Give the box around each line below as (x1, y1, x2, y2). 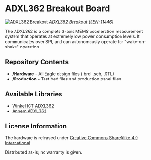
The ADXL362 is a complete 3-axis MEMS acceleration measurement (5, 28, 143, 34)
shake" (5, 44, 19, 49)
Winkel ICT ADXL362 (12, 103, 54, 109)
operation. (20, 44, 41, 49)
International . (5, 140, 31, 146)
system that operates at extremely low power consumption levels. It (5, 33, 140, 39)
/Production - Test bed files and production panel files (12, 76, 121, 81)
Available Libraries (5, 90, 62, 98)
